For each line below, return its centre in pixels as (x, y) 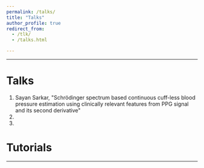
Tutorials (29, 148)
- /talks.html (29, 40)
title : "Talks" (25, 18)
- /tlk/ (22, 34)
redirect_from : (25, 29)
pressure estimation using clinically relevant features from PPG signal (102, 104)
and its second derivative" (48, 110)
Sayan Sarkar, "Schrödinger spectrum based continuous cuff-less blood (105, 97)
